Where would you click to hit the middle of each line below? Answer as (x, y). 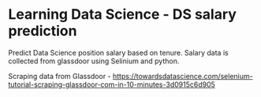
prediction (43, 31)
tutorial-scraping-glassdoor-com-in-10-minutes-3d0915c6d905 (112, 84)
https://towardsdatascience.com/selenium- (183, 76)
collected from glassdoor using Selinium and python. (94, 61)
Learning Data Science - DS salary (122, 14)
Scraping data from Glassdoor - (60, 76)
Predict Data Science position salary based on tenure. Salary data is (118, 52)
